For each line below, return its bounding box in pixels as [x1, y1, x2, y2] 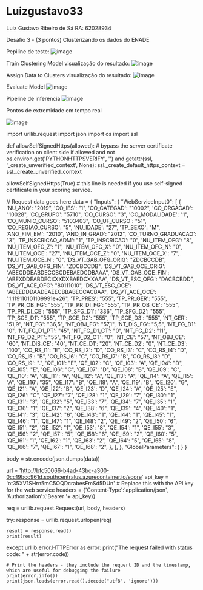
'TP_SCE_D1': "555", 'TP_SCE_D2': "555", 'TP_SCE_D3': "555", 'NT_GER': [6, 314, 188, 321]
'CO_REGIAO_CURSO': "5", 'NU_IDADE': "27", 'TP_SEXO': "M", [6, 224, 161, 231]
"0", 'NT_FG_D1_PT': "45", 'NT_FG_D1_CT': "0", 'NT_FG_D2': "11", [6, 327, 167, 334]
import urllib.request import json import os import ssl [6, 130, 138, 137]
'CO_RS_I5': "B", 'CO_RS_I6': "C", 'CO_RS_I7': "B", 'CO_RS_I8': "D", [6, 352, 172, 360]
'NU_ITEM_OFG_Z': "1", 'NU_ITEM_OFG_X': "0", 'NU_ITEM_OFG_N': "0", [6, 243, 183, 250]
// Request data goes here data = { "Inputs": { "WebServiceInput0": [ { [6, 197, 181, 205]
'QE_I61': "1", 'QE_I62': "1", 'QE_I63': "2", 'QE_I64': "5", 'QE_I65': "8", [6, 436, 176, 444]
